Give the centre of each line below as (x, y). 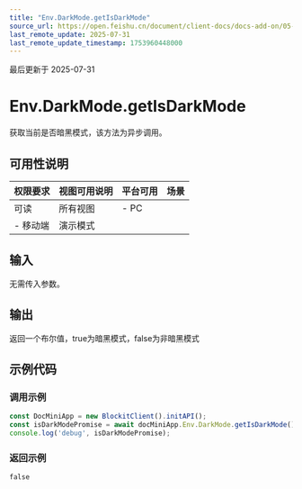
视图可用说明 (86, 191)
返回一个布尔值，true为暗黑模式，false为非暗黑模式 (105, 338)
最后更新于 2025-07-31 (52, 69)
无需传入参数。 (37, 284)
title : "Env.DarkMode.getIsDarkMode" (80, 18)
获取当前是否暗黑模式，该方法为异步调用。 (88, 132)
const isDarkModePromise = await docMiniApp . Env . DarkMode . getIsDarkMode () (152, 425)
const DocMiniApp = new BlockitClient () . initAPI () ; (108, 417)
